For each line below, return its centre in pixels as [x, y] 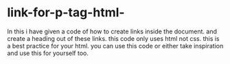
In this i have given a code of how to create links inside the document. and [112, 31]
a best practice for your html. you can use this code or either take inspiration [115, 46]
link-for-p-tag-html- [66, 13]
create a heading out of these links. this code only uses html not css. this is [113, 38]
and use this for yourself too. [48, 53]
